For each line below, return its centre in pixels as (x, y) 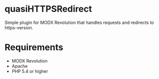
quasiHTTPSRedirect (48, 9)
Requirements (34, 48)
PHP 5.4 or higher (30, 71)
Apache (20, 66)
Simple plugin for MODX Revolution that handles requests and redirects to (79, 22)
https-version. (19, 27)
